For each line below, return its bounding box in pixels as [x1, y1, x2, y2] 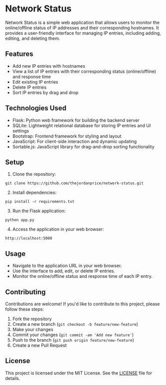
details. [5, 375, 20, 381]
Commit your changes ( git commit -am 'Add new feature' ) [12, 332, 134, 338]
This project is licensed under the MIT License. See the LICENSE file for [5, 370, 153, 376]
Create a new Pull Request [12, 342, 67, 348]
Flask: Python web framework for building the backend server [12, 117, 140, 123]
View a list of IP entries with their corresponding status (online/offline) [12, 68, 157, 74]
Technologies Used [5, 104, 66, 113]
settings [12, 128, 29, 133]
